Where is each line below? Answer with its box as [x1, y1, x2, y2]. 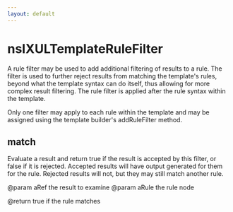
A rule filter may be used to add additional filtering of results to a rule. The [7, 64, 222, 73]
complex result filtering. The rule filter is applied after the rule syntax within [7, 86, 226, 95]
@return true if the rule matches [7, 197, 101, 206]
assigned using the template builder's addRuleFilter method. [7, 115, 182, 124]
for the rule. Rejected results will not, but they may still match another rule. [7, 170, 224, 178]
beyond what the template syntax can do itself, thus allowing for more [7, 79, 210, 88]
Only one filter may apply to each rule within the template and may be [7, 107, 210, 117]
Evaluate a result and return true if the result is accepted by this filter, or [7, 155, 217, 163]
